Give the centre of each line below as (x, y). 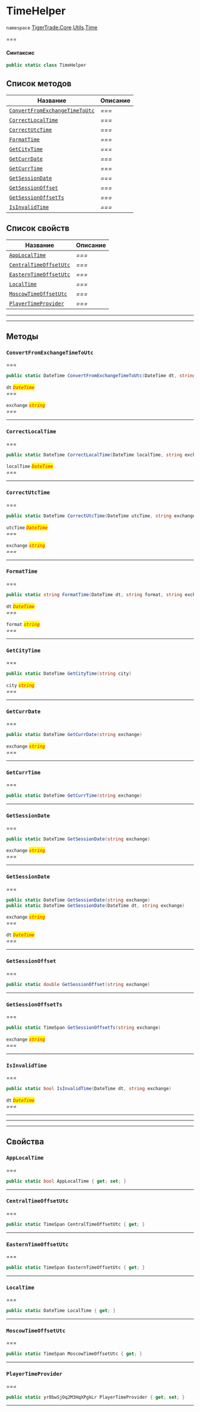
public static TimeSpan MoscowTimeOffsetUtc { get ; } (74, 1354)
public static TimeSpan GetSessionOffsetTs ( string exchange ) (84, 1028)
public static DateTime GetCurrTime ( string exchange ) (74, 796)
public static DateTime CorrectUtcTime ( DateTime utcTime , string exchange (101, 516)
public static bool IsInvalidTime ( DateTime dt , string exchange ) (89, 1089)
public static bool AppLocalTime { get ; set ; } (66, 1181)
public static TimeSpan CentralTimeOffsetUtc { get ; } (76, 1224)
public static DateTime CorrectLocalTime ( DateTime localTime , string (94, 455)
